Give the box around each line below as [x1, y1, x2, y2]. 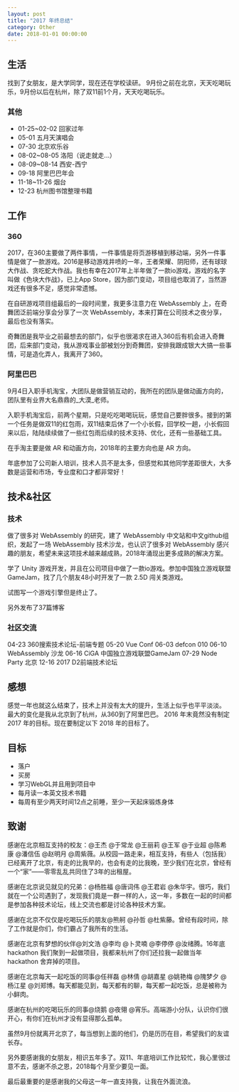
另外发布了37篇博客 [7, 603, 65, 612]
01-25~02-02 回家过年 [17, 124, 84, 133]
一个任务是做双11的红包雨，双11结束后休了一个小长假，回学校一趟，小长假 [7, 420, 223, 428]
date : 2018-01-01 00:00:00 [7, 30, 87, 38]
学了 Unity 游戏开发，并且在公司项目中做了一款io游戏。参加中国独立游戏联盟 [7, 564, 231, 573]
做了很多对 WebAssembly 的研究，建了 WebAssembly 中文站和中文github [7, 531, 223, 540]
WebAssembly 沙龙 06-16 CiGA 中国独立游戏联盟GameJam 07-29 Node [7, 649, 218, 658]
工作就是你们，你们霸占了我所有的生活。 [13, 924, 132, 933]
